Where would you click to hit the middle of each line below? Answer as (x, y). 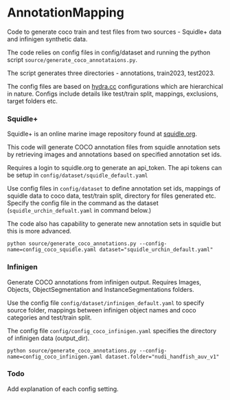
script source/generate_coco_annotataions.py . (72, 59)
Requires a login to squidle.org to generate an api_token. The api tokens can (114, 168)
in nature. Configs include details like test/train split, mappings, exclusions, (113, 94)
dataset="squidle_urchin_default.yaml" (156, 250)
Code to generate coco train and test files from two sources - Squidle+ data (114, 32)
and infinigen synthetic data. (47, 39)
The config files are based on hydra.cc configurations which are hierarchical (115, 86)
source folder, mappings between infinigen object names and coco (102, 310)
